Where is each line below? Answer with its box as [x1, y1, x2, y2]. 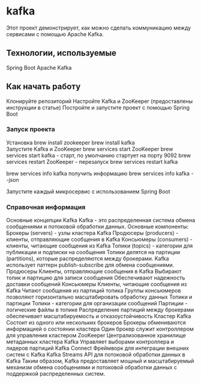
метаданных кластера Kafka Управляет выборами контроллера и [6, 338, 175, 346]
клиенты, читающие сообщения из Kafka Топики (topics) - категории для [6, 242, 193, 249]
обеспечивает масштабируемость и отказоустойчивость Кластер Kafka [6, 313, 191, 320]
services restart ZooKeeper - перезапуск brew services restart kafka [6, 158, 178, 165]
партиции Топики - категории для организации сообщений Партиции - [6, 300, 188, 307]
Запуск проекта [6, 125, 55, 134]
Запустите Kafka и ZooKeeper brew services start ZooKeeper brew [6, 145, 173, 152]
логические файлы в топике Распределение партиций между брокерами [6, 306, 194, 314]
